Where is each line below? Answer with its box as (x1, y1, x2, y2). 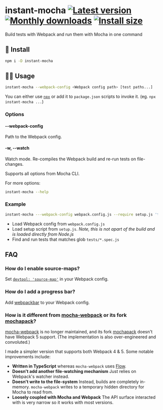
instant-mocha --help (5, 189, 49, 195)
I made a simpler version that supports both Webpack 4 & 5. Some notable (5, 349, 154, 354)
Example (5, 201, 26, 208)
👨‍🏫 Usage (5, 72, 35, 80)
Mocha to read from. (12, 389, 53, 395)
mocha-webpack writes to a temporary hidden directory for (31, 384, 145, 390)
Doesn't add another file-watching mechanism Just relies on (12, 368, 137, 374)
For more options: (5, 180, 41, 186)
